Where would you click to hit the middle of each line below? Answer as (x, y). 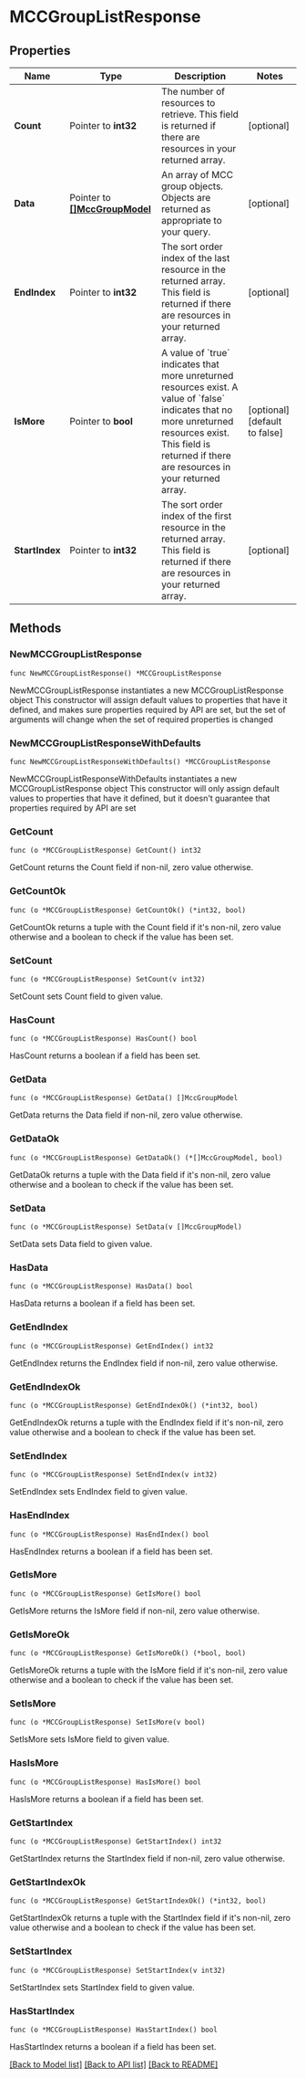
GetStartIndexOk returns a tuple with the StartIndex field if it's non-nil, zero (150, 1918)
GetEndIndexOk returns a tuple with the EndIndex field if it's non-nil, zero (147, 1422)
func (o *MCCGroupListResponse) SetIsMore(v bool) (107, 1723)
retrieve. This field (200, 114)
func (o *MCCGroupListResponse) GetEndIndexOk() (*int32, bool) (134, 1405)
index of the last (195, 258)
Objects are (186, 198)
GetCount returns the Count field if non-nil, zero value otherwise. (131, 867)
